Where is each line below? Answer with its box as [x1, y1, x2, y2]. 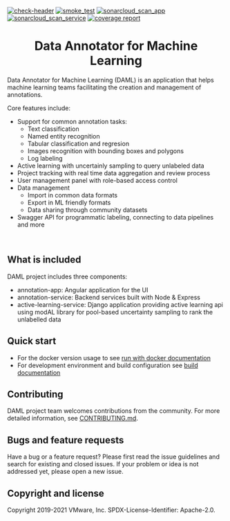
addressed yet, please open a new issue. [7, 468, 124, 476]
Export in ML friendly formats [27, 198, 111, 206]
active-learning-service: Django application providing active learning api [17, 300, 223, 308]
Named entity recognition [27, 132, 100, 140]
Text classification [27, 125, 79, 133]
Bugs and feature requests [7, 434, 124, 446]
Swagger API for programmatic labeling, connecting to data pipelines [17, 213, 214, 221]
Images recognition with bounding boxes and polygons [27, 146, 184, 155]
